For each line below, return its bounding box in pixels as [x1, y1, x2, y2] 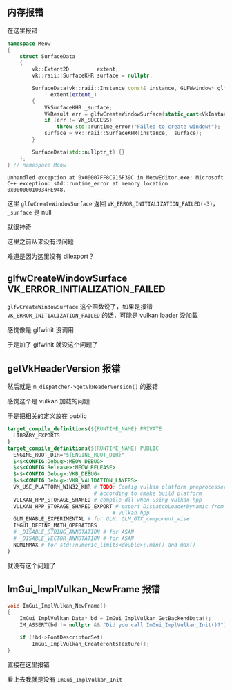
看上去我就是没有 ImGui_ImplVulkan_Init [7, 675, 123, 683]
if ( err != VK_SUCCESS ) [43, 117, 113, 124]
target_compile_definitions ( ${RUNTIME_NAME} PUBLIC [7, 445, 159, 452]
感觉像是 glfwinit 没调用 [7, 326, 75, 334]
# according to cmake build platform [93, 490, 202, 497]
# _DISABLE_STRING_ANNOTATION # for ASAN [13, 529, 135, 536]
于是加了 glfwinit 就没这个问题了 [7, 341, 99, 349]
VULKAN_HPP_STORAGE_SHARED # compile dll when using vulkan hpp [13, 496, 202, 503]
